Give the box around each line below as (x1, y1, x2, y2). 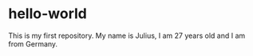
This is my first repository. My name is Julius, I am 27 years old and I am (8, 31, 246, 40)
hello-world (8, 5, 88, 23)
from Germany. (8, 39, 58, 48)
